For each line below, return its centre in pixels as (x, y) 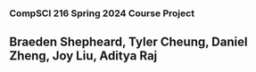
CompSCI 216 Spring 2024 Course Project (102, 13)
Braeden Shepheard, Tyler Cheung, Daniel (128, 42)
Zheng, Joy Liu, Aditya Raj (83, 56)
